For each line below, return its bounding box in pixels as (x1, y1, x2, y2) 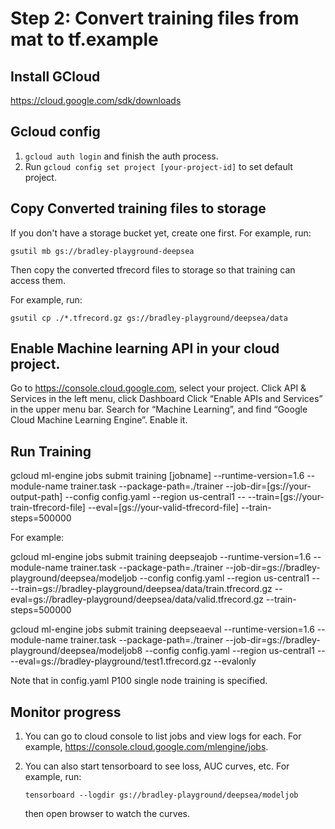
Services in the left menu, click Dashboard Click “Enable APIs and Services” (10, 393, 323, 405)
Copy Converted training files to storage (10, 200, 267, 217)
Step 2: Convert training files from (10, 7, 300, 30)
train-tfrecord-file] (10, 502, 86, 514)
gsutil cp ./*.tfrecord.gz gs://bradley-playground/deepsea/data (10, 313, 288, 323)
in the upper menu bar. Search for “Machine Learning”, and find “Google (10, 403, 308, 416)
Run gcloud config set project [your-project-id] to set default (24, 160, 293, 172)
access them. (10, 274, 67, 286)
